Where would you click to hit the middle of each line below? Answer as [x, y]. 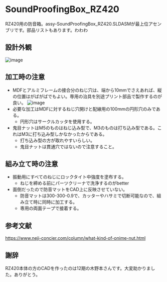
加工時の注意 [25, 77]
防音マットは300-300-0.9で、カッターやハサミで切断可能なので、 [88, 196]
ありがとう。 [27, 274]
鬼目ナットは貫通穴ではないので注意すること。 [68, 146]
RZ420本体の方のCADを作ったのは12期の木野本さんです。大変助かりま [78, 268]
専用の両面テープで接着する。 [51, 208]
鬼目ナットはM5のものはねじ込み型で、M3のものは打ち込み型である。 [85, 128]
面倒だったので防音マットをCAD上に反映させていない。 [70, 190]
